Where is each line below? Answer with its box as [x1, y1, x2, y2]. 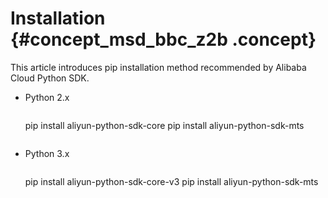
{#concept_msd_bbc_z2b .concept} [10, 28, 317, 51]
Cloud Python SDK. [10, 72, 90, 84]
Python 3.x [24, 147, 70, 159]
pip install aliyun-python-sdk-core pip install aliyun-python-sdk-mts [24, 119, 305, 131]
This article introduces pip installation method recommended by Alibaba [10, 61, 307, 73]
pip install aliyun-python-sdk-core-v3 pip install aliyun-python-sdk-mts [24, 175, 319, 187]
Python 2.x [24, 91, 70, 103]
